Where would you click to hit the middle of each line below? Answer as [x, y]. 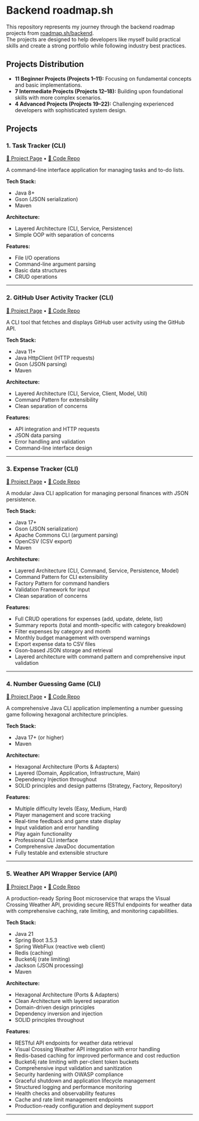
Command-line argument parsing [55, 264]
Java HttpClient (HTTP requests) [54, 358]
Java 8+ [25, 193]
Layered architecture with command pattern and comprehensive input [100, 657]
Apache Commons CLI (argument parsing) [66, 535]
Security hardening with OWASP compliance [69, 1074]
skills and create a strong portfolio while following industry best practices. [96, 46]
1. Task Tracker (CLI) [36, 146]
